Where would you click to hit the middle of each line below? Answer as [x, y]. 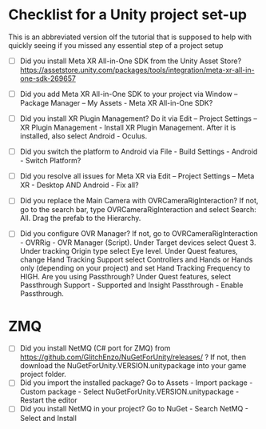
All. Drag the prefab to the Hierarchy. [80, 219]
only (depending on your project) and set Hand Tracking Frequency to [135, 268]
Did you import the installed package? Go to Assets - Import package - [136, 383]
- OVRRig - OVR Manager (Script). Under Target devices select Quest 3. [138, 243]
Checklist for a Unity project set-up [128, 15]
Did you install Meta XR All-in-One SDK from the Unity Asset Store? [131, 61]
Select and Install [48, 418]
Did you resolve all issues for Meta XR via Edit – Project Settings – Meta [137, 176]
